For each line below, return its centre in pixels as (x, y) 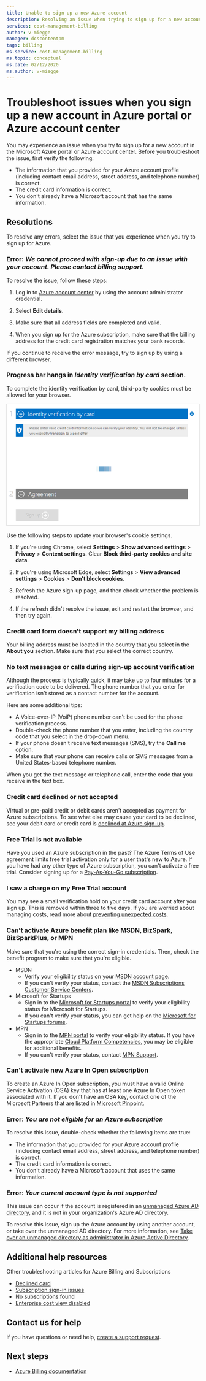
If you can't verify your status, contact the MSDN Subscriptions (105, 983)
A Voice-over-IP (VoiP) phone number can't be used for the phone (99, 717)
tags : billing (25, 45)
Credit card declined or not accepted (62, 797)
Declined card (33, 1283)
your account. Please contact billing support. (75, 267)
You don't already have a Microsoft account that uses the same (95, 1171)
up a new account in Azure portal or (99, 115)
